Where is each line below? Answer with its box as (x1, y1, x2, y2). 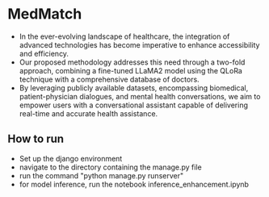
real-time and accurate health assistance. (19, 108, 158, 118)
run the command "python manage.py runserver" (19, 170, 183, 180)
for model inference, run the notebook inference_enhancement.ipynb (19, 179, 250, 189)
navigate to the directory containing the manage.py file (19, 162, 203, 172)
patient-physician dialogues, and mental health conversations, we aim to (19, 91, 261, 101)
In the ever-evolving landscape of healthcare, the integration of (19, 31, 230, 41)
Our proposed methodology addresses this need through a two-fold (19, 57, 246, 67)
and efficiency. (19, 48, 69, 58)
